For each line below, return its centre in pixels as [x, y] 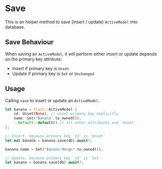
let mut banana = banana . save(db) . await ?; [49, 140]
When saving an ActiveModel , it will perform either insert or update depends [81, 54]
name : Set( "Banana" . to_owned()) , [48, 118]
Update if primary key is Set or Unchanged [53, 74]
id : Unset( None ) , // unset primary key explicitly [66, 114]
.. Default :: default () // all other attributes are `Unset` [75, 123]
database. [15, 27]
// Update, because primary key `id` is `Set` [53, 158]
